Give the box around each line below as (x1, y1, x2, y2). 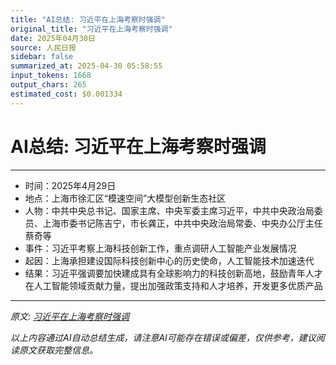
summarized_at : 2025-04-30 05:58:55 (10, 61, 163, 71)
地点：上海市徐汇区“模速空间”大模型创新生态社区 (24, 192, 227, 204)
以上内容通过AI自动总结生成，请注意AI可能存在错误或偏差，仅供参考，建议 (10, 331, 317, 343)
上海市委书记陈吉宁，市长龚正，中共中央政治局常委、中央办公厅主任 (42, 217, 323, 229)
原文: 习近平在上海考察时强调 (10, 310, 130, 322)
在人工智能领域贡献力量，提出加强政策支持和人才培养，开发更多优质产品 (24, 279, 323, 291)
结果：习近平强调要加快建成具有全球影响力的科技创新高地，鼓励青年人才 (24, 267, 323, 279)
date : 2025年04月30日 (10, 33, 96, 43)
